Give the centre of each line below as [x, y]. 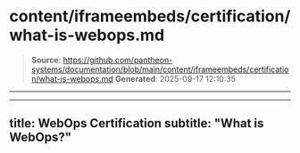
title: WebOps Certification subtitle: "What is [137, 123]
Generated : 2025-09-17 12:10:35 [175, 78]
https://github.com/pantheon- [118, 60]
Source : [46, 60]
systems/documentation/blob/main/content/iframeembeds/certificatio [160, 69]
